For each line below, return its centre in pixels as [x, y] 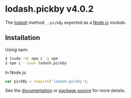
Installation [23, 38]
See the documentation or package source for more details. [65, 91]
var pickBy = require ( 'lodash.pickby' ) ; [47, 81]
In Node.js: [16, 72]
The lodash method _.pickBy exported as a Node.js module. [66, 22]
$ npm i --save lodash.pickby [36, 63]
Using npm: [17, 49]
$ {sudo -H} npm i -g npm [31, 59]
